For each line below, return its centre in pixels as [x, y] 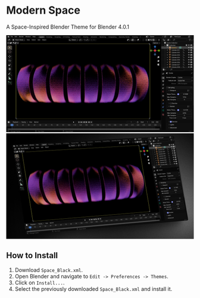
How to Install [32, 255]
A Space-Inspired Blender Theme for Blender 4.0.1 [68, 27]
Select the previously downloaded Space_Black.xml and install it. [93, 288]
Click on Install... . [40, 283]
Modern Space [43, 10]
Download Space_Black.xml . [49, 270]
